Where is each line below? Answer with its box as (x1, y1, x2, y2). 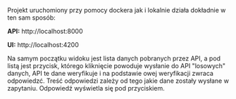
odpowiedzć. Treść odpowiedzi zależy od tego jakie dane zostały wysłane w (7, 77, 229, 85)
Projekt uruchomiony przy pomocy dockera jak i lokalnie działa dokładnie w (7, 6, 226, 14)
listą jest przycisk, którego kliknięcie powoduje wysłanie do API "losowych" (7, 62, 226, 70)
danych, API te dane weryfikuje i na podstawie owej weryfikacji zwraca (7, 70, 213, 77)
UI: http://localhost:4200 (7, 41, 80, 48)
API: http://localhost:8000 (7, 27, 83, 35)
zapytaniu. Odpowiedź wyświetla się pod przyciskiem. (7, 84, 165, 92)
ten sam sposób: (7, 13, 56, 22)
